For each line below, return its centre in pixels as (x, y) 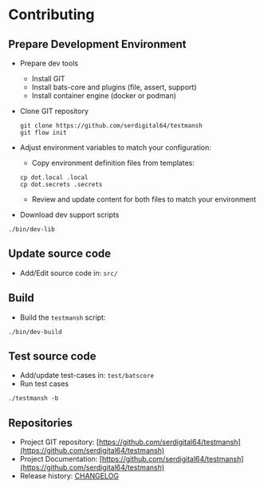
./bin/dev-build (35, 332)
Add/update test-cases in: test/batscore (87, 376)
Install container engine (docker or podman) (104, 96)
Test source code (52, 356)
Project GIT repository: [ (59, 442)
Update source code (60, 254)
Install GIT (48, 79)
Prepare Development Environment (97, 44)
